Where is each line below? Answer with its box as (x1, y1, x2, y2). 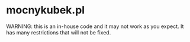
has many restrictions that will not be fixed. (6, 29, 111, 36)
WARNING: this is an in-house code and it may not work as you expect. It (6, 23, 184, 30)
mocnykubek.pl (6, 3, 85, 17)
